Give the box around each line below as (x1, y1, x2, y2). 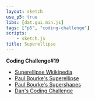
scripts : (6, 30, 27, 36)
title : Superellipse (6, 42, 57, 47)
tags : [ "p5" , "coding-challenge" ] (6, 25, 90, 31)
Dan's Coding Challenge (14, 87, 73, 94)
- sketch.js (16, 36, 45, 42)
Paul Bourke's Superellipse (14, 74, 79, 82)
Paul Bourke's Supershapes (14, 81, 82, 88)
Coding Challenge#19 (6, 57, 59, 64)
